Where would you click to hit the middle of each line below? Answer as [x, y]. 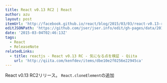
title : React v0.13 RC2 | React [39, 10]
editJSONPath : [20, 28]
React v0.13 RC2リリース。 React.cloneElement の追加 [60, 76]
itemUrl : [14, 24]
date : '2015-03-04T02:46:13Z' [37, 33]
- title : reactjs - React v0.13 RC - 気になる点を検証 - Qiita [74, 56]
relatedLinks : [20, 51]
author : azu [17, 14]
